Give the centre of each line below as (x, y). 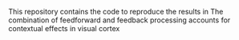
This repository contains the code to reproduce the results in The (116, 12)
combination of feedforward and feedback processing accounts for (119, 20)
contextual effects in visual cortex (64, 28)
